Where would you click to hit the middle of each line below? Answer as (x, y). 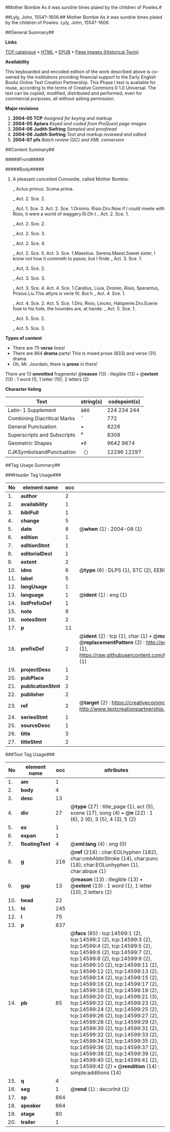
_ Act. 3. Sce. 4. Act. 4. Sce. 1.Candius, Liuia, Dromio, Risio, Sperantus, (86, 288)
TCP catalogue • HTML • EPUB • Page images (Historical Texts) (72, 52)
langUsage (34, 587)
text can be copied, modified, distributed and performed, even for (74, 93)
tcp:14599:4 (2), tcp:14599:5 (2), (111, 946)
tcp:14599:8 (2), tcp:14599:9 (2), (111, 959)
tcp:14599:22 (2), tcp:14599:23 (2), (114, 1003)
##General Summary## (30, 32)
